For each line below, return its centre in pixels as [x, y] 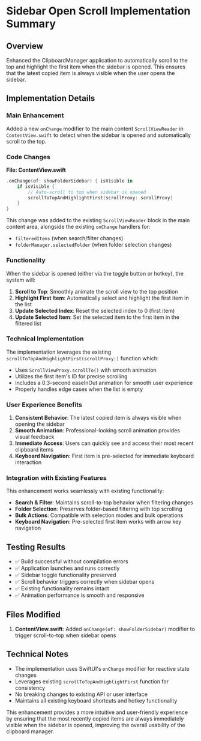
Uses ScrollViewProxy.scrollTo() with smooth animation [86, 370]
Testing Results [36, 547]
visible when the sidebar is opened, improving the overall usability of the [96, 725]
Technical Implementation [45, 339]
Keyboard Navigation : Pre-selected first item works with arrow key [98, 522]
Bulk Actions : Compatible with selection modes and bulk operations [99, 515]
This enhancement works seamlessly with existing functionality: [85, 491]
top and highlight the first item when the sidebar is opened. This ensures [96, 67]
